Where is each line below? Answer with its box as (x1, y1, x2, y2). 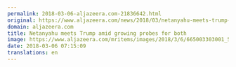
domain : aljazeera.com (7, 23, 74, 30)
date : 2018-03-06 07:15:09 (7, 43, 86, 50)
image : (7, 36, 27, 43)
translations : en (7, 50, 58, 57)
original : (7, 17, 37, 24)
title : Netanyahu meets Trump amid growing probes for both (7, 29, 188, 37)
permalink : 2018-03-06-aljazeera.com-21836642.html (7, 10, 162, 17)
